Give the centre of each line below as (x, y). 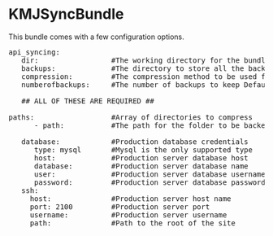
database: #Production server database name (141, 166)
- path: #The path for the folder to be (137, 125)
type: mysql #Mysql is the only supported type (143, 150)
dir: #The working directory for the (131, 60)
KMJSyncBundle (66, 14)
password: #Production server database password (149, 182)
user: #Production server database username (149, 174)
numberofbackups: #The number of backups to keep (131, 85)
